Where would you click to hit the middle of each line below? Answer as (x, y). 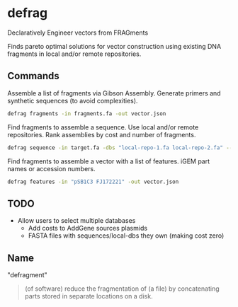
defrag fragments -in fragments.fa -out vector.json (87, 114)
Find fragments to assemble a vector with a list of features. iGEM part (109, 161)
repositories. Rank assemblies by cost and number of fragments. (102, 134)
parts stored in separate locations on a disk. (89, 296)
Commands (34, 76)
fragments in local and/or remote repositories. (74, 54)
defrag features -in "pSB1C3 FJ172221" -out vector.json (93, 182)
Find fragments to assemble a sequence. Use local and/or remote (103, 127)
